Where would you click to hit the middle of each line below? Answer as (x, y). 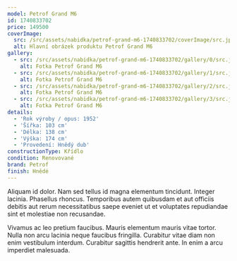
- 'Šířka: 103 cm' (41, 125)
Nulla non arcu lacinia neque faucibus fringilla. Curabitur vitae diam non (111, 235)
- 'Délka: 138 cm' (41, 132)
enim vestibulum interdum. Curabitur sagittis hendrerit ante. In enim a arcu (115, 242)
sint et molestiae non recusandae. (56, 214)
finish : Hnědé (28, 171)
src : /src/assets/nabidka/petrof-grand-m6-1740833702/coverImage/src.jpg (124, 40)
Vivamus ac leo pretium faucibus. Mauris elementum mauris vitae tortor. (112, 227)
